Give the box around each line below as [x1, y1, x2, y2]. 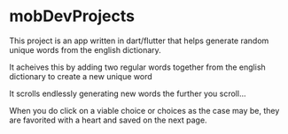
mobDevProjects [9, 6, 136, 26]
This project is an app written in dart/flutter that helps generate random [9, 35, 269, 46]
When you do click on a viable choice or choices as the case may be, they [9, 105, 280, 115]
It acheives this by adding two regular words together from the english [9, 62, 266, 72]
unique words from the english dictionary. [9, 44, 161, 55]
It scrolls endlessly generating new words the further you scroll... [9, 88, 246, 99]
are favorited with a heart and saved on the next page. [9, 115, 207, 125]
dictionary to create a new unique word [9, 71, 152, 81]
